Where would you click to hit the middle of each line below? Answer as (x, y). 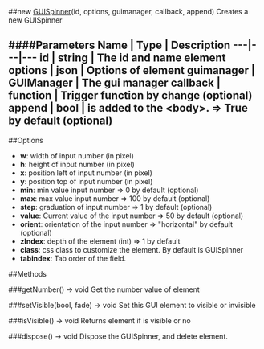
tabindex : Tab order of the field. (73, 258)
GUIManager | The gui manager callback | (114, 83)
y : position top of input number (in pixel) (86, 181)
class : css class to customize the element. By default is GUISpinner (131, 249)
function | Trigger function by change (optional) (130, 96)
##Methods (27, 273)
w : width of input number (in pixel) (77, 155)
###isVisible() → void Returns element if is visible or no (100, 320)
